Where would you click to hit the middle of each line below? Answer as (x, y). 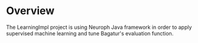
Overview (30, 11)
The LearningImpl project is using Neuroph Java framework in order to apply (99, 27)
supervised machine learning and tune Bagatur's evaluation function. (90, 33)
